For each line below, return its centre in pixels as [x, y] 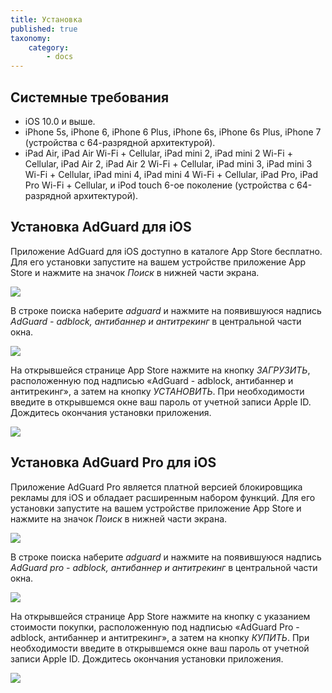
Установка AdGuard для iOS [101, 227]
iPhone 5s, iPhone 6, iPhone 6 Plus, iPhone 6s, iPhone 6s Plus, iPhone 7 [173, 132]
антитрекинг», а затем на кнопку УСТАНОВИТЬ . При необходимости [157, 391]
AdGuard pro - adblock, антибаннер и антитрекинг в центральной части [164, 567]
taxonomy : [31, 38]
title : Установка [46, 19]
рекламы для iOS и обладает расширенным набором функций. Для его [163, 497]
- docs [60, 57]
